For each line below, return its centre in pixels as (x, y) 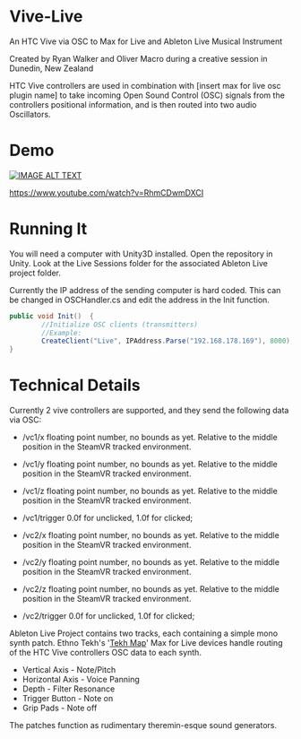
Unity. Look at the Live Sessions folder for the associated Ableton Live (139, 263)
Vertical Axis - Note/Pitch (69, 670)
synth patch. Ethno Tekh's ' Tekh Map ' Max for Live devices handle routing (146, 643)
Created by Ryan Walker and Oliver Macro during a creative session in (138, 58)
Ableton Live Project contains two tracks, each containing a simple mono (144, 633)
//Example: (62, 333)
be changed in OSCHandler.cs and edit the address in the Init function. (140, 300)
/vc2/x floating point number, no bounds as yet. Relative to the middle (150, 535)
